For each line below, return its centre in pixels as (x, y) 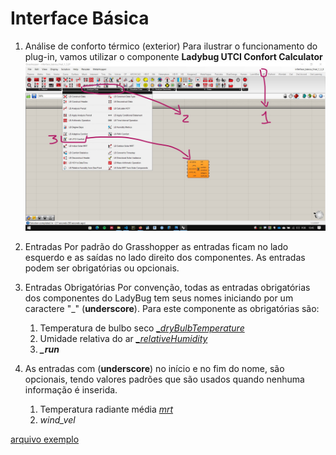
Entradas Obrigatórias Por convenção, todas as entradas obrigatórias (167, 288)
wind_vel (57, 420)
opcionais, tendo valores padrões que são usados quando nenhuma (164, 379)
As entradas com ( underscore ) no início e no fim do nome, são (154, 369)
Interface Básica (80, 18)
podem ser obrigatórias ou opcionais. (102, 268)
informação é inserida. (71, 390)
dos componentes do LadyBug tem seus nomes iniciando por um (159, 298)
